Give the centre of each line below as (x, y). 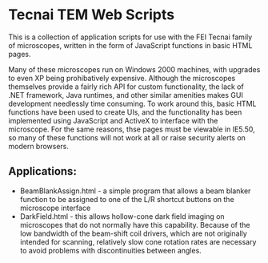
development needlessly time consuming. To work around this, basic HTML (132, 103)
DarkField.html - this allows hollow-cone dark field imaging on (122, 216)
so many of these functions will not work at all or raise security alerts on (127, 137)
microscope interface (55, 208)
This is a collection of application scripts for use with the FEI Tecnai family (130, 37)
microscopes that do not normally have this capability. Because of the (135, 225)
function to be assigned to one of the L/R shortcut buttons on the (127, 199)
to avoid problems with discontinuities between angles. (110, 250)
